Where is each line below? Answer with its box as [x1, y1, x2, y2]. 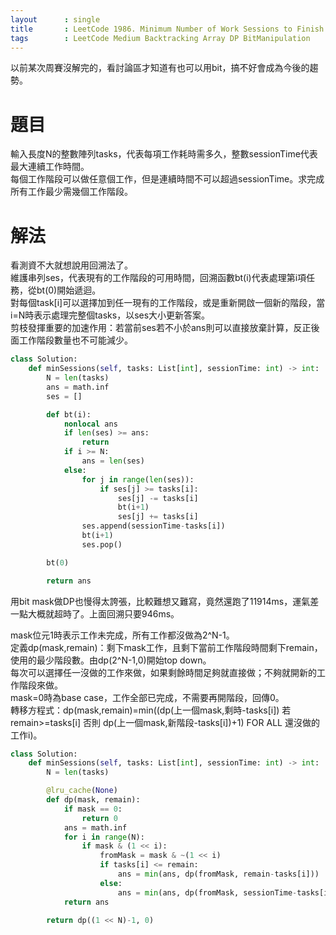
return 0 [81, 813, 118, 823]
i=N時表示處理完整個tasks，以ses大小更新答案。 [10, 309, 211, 321]
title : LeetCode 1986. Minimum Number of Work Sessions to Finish [10, 24, 325, 34]
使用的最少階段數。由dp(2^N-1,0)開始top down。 [10, 654, 212, 666]
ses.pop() [81, 539, 123, 550]
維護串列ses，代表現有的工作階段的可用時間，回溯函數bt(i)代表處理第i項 [10, 272, 307, 284]
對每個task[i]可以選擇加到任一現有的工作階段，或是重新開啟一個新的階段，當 [10, 297, 326, 309]
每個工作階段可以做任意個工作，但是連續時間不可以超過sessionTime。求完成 [10, 173, 325, 185]
